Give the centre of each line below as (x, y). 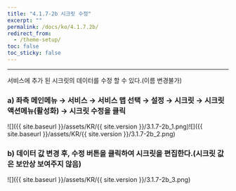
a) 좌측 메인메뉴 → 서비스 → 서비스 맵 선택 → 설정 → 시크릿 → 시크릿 (116, 100)
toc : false (23, 46)
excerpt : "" (25, 20)
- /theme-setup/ (37, 40)
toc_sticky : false (34, 53)
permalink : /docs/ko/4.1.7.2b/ (53, 27)
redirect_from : (29, 33)
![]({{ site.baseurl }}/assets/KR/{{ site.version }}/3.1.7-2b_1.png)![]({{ (105, 126)
